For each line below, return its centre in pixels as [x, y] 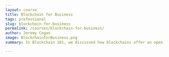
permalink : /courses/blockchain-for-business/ [55, 28]
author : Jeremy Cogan [28, 33]
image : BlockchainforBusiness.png [41, 38]
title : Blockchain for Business [39, 14]
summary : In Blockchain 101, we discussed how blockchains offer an [78, 42]
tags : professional [26, 19]
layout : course [21, 10]
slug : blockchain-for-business [38, 24]
